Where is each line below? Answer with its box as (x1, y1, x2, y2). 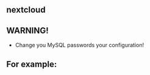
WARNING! (6, 25, 49, 36)
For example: (6, 59, 57, 69)
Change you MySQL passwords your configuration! (15, 42, 145, 49)
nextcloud (6, 5, 46, 15)
